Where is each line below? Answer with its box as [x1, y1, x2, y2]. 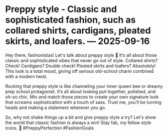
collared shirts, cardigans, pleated [5, 25, 151, 36]
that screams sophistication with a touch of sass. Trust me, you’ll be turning [5, 99, 162, 105]
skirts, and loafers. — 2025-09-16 [5, 36, 150, 47]
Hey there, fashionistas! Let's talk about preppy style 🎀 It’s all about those [5, 52, 157, 58]
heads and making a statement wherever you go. [5, 104, 106, 110]
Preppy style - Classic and [5, 4, 117, 15]
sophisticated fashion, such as [5, 14, 136, 26]
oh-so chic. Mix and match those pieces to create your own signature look [5, 94, 159, 100]
